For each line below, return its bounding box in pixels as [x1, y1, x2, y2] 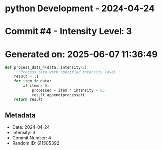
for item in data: [14, 78, 52, 83]
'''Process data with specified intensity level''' [14, 70, 122, 75]
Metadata [5, 111, 36, 119]
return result [14, 97, 43, 102]
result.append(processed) [31, 92, 85, 97]
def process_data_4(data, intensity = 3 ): [5, 65, 90, 70]
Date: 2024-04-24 [12, 124, 50, 130]
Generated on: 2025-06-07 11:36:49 [5, 48, 158, 60]
